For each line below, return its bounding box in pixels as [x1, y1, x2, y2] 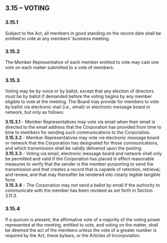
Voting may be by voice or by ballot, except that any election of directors [5, 88, 154, 94]
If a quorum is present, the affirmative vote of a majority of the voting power [5, 216, 161, 223]
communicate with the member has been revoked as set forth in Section [5, 187, 153, 193]
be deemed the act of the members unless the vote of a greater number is [5, 227, 157, 233]
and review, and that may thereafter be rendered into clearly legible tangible [5, 171, 161, 178]
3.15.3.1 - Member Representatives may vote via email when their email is [5, 119, 156, 125]
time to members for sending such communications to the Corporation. [5, 129, 151, 136]
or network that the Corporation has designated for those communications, [5, 140, 159, 146]
